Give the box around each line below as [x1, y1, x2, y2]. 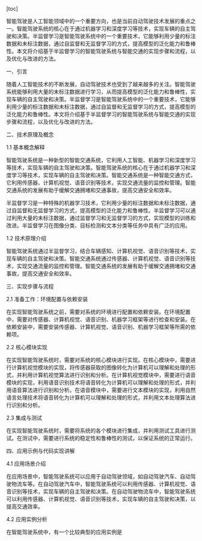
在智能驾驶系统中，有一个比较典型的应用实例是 [6, 528, 122, 536]
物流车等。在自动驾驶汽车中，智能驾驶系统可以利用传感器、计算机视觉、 [11, 480, 191, 488]
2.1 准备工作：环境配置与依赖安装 [6, 296, 88, 302]
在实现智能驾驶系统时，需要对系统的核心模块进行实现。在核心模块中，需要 [6, 356, 191, 363]
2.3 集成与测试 [6, 414, 42, 421]
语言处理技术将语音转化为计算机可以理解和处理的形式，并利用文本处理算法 [6, 394, 191, 401]
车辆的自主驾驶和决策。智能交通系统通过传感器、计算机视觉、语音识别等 [11, 255, 191, 262]
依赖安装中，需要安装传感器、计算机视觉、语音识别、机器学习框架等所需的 [6, 323, 191, 330]
